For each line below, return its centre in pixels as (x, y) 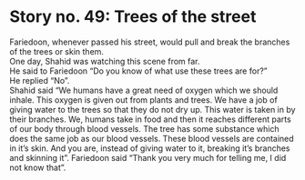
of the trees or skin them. (57, 51)
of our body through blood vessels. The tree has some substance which (144, 128)
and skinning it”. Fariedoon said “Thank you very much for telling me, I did (148, 157)
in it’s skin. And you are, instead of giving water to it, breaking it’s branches (150, 148)
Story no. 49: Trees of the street (133, 17)
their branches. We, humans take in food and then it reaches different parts (150, 119)
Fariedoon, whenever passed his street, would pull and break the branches (150, 42)
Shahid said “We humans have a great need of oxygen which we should (144, 90)
